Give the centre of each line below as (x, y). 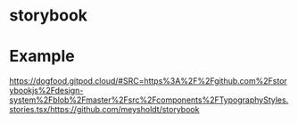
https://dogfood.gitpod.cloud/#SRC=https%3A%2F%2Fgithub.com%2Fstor (148, 81)
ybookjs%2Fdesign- (46, 91)
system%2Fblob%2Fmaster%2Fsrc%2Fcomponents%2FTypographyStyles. (149, 100)
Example (42, 57)
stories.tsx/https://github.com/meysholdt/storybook (104, 110)
